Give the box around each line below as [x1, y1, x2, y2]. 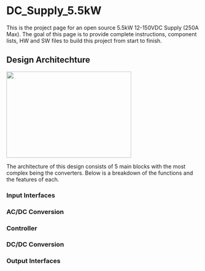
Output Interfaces [6, 257, 61, 265]
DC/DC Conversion [6, 240, 64, 249]
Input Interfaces [6, 191, 55, 199]
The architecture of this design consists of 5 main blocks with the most [6, 162, 186, 170]
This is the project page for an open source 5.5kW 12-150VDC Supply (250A [6, 24, 199, 31]
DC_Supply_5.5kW [6, 4, 102, 18]
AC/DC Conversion [6, 207, 64, 216]
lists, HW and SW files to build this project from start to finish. [6, 37, 162, 44]
